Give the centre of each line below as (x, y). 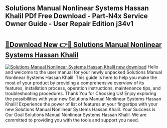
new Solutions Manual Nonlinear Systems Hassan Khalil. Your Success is (80, 109)
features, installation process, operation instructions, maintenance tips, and (83, 88)
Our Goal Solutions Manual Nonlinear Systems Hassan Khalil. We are (76, 115)
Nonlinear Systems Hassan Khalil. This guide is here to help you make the (81, 77)
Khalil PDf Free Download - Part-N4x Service (76, 16)
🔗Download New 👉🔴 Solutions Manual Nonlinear (83, 44)
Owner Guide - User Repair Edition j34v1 (69, 24)
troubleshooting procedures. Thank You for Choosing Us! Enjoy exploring (81, 93)
